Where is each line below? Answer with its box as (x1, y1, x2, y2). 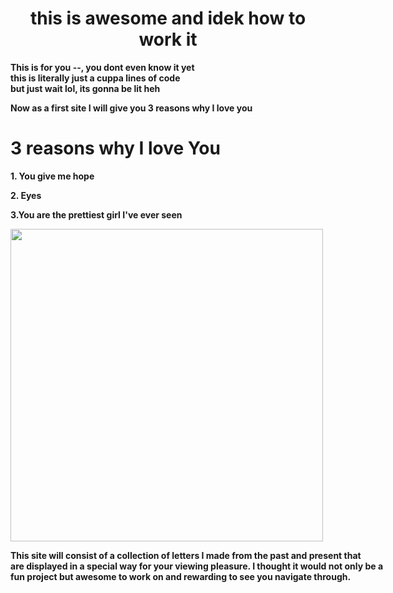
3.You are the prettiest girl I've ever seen (10, 208, 183, 221)
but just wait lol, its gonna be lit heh (10, 82, 161, 94)
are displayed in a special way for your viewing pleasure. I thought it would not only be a (10, 560, 384, 572)
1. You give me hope (10, 170, 95, 182)
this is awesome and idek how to (29, 7, 307, 30)
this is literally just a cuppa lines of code (10, 72, 181, 84)
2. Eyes (10, 189, 42, 201)
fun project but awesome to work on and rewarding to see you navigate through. (10, 570, 352, 582)
